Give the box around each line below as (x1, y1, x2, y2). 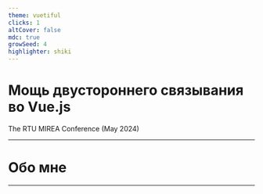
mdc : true (8, 33, 41, 41)
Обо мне (8, 159, 67, 177)
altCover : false (8, 26, 61, 34)
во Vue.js (8, 99, 71, 116)
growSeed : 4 (8, 41, 47, 48)
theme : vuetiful (8, 11, 61, 20)
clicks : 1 (8, 19, 41, 27)
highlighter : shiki (8, 48, 72, 56)
